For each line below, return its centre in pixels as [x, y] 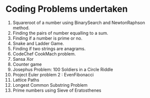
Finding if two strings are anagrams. [49, 49]
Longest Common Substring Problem [50, 85]
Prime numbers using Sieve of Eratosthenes [57, 90]
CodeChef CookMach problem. [44, 54]
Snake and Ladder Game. [38, 43]
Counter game [27, 64]
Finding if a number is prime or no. [48, 38]
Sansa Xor [23, 59]
